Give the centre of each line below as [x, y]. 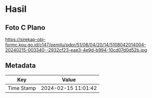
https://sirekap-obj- [25, 39]
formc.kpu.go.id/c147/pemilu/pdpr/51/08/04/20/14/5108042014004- [76, 45]
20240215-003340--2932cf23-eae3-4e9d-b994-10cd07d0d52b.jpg [76, 50]
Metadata [20, 66]
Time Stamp [22, 88]
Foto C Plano [25, 28]
